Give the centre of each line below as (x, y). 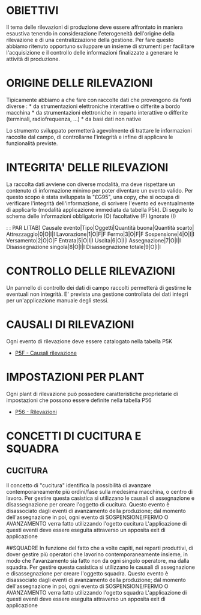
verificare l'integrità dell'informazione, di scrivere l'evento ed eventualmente (100, 203)
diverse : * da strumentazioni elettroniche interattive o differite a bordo (93, 106)
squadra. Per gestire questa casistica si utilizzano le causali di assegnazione (100, 567)
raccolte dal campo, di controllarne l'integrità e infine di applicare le (90, 137)
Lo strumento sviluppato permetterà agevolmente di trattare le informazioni (99, 130)
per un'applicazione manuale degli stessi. (58, 300)
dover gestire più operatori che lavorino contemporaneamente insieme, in (97, 554)
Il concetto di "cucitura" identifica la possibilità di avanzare (79, 485)
